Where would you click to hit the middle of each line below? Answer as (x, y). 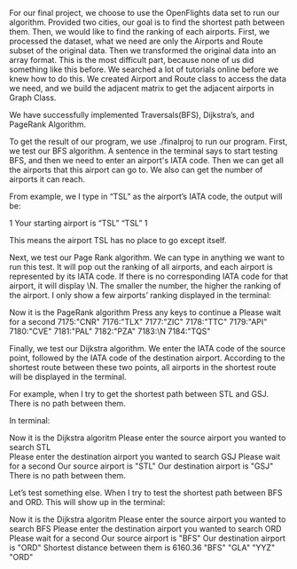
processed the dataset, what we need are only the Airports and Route (136, 41)
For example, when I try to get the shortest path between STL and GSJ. (139, 394)
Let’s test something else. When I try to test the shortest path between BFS (146, 493)
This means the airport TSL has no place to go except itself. (118, 240)
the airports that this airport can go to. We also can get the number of (136, 170)
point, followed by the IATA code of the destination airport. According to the (147, 358)
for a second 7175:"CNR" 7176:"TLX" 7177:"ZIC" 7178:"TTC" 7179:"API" (138, 322)
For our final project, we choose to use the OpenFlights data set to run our (145, 13)
